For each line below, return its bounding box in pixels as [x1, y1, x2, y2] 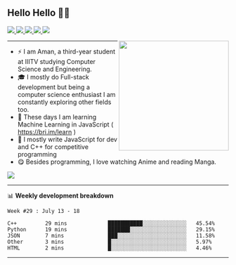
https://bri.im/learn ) [17, 127, 76, 136]
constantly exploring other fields [17, 98, 112, 106]
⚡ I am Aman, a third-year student [17, 47, 116, 56]
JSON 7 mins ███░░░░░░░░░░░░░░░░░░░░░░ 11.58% [7, 232, 216, 239]
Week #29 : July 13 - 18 [7, 207, 80, 214]
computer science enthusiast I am [17, 90, 116, 98]
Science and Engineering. [17, 65, 93, 73]
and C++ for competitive [17, 142, 89, 151]
